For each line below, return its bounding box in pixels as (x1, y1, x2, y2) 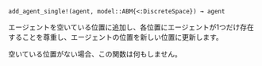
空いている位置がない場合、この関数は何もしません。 (8, 49, 183, 59)
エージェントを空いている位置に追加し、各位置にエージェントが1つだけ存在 (8, 22, 254, 32)
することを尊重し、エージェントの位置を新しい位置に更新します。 (8, 33, 224, 41)
